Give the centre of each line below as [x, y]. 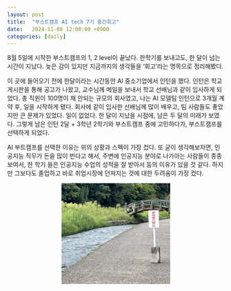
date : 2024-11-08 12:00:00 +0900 [58, 29]
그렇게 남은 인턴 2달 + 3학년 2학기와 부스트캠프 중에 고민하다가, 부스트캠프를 [119, 124]
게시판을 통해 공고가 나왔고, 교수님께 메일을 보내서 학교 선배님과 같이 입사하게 [111, 90]
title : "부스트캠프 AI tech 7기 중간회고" [63, 22]
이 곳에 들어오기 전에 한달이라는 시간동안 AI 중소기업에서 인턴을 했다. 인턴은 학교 [115, 81]
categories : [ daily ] [37, 37]
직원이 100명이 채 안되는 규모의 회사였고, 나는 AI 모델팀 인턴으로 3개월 [123, 98]
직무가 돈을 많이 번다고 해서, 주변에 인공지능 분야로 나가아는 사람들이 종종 [124, 156]
